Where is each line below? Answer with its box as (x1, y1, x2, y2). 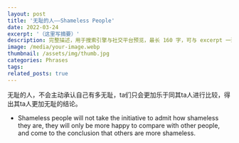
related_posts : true (7, 70, 69, 77)
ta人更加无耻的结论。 (19, 99, 82, 107)
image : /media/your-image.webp (7, 43, 100, 51)
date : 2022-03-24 (7, 23, 59, 31)
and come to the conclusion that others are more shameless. (17, 129, 196, 137)
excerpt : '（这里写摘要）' (7, 30, 80, 38)
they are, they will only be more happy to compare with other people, (17, 121, 221, 129)
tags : (7, 63, 23, 70)
